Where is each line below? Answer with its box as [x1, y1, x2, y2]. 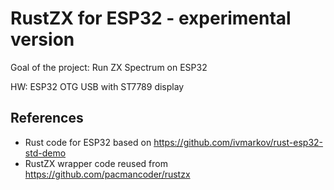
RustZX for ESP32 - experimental [10, 7, 292, 30]
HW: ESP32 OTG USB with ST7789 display [10, 80, 185, 92]
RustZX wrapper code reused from [24, 157, 168, 169]
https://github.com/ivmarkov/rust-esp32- [153, 136, 324, 148]
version [10, 28, 75, 51]
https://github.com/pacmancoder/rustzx [24, 168, 191, 180]
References [10, 110, 84, 127]
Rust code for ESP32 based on [24, 136, 152, 148]
